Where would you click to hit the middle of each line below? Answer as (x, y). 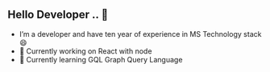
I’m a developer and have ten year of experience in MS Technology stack (140, 34)
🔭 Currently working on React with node (85, 51)
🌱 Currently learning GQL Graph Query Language (101, 59)
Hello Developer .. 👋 (58, 15)
